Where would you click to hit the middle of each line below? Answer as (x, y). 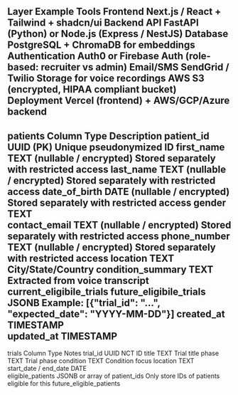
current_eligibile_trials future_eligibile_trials (107, 291)
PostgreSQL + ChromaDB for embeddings (101, 45)
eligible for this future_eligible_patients (64, 384)
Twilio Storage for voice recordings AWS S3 (106, 79)
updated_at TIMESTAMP (63, 336)
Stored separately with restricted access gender (117, 202)
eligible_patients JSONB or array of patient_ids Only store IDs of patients (114, 376)
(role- (198, 56)
